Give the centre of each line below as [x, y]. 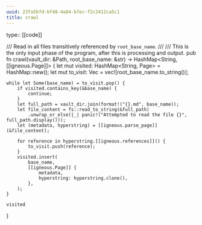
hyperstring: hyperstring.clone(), [83, 178]
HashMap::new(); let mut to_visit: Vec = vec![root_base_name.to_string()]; [97, 72]
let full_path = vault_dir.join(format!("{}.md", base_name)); [98, 104]
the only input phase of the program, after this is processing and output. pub [101, 52]
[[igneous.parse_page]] [128, 125]
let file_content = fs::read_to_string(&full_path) [83, 109]
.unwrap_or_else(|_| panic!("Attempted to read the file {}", [108, 115]
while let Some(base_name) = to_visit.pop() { [66, 83]
